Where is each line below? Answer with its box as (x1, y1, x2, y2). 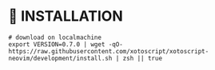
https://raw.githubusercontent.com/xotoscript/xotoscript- (8, 47, 209, 55)
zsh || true (122, 54, 162, 62)
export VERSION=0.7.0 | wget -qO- (8, 40, 124, 49)
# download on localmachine (8, 33, 102, 41)
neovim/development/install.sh (8, 54, 113, 62)
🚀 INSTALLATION (8, 7, 123, 25)
